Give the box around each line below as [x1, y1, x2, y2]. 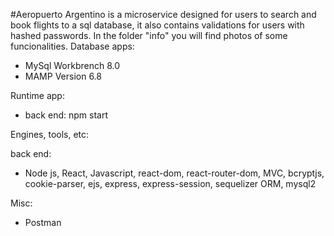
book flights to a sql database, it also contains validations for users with [10, 19, 305, 31]
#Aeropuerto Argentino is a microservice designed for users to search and [10, 9, 317, 20]
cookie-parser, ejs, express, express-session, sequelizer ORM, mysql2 [24, 178, 317, 189]
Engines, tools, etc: [10, 129, 90, 140]
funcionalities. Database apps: [10, 40, 135, 52]
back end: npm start [24, 109, 108, 121]
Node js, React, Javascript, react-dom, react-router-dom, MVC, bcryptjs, [24, 167, 325, 179]
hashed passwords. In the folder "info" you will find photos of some [10, 30, 288, 41]
